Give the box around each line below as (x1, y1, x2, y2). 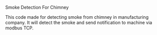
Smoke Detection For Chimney (5, 5, 69, 10)
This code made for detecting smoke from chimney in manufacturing (5, 14, 149, 20)
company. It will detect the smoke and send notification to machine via (5, 20, 152, 25)
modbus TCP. (5, 25, 34, 31)
